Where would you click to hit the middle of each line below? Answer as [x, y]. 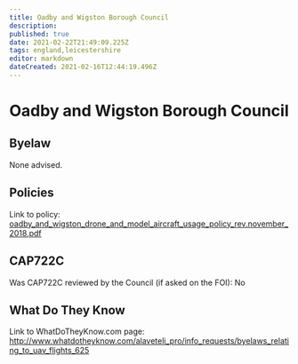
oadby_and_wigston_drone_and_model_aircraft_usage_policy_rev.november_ [149, 224]
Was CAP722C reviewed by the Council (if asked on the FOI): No [128, 282]
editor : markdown [41, 59]
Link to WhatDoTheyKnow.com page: [77, 332]
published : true [39, 34]
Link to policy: [35, 214]
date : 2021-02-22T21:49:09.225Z [69, 42]
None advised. [36, 164]
